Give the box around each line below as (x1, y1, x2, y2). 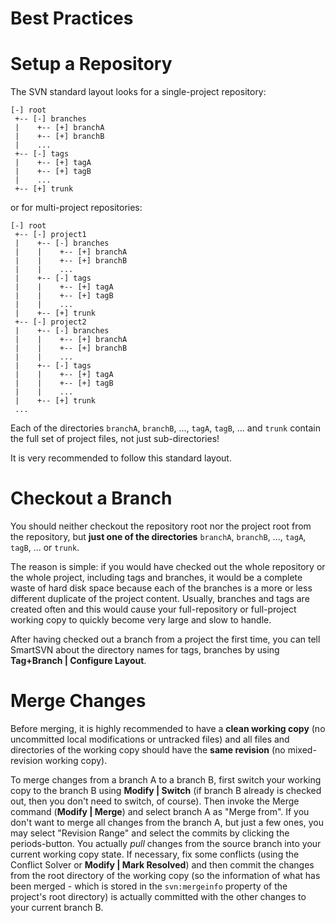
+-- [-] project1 (14, 230, 87, 240)
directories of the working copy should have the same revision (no (10, 744, 286, 756)
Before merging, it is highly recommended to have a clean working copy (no (10, 723, 326, 734)
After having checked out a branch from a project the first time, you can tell (10, 633, 321, 646)
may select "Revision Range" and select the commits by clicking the (10, 827, 290, 839)
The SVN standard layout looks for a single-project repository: (10, 86, 267, 98)
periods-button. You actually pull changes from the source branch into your (10, 838, 322, 849)
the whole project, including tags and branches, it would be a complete (10, 572, 303, 584)
